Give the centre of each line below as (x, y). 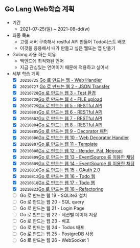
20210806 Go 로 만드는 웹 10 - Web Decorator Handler (74, 138)
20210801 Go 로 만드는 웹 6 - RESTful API (61, 112)
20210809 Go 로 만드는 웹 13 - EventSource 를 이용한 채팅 (77, 157)
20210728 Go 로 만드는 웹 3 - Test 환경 (58, 93)
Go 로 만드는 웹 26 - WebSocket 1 (54, 240)
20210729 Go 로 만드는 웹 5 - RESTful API (61, 106)
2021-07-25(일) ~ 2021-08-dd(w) (55, 29)
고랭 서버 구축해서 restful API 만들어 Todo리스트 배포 (73, 41)
